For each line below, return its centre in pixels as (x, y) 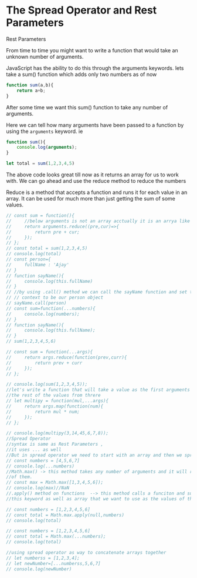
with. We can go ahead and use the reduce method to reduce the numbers (96, 181)
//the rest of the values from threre (53, 395)
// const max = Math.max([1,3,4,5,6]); (55, 483)
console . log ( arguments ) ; (47, 148)
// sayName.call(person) (36, 303)
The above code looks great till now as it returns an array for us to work (92, 175)
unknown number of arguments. (45, 56)
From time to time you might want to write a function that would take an (92, 50)
